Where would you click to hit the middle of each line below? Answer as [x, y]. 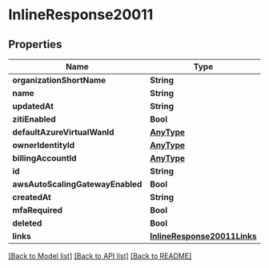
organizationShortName [59, 80]
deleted [27, 223]
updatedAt [33, 106]
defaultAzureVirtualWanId [63, 132]
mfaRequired [37, 210]
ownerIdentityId [44, 145]
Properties [35, 44]
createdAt [32, 197]
